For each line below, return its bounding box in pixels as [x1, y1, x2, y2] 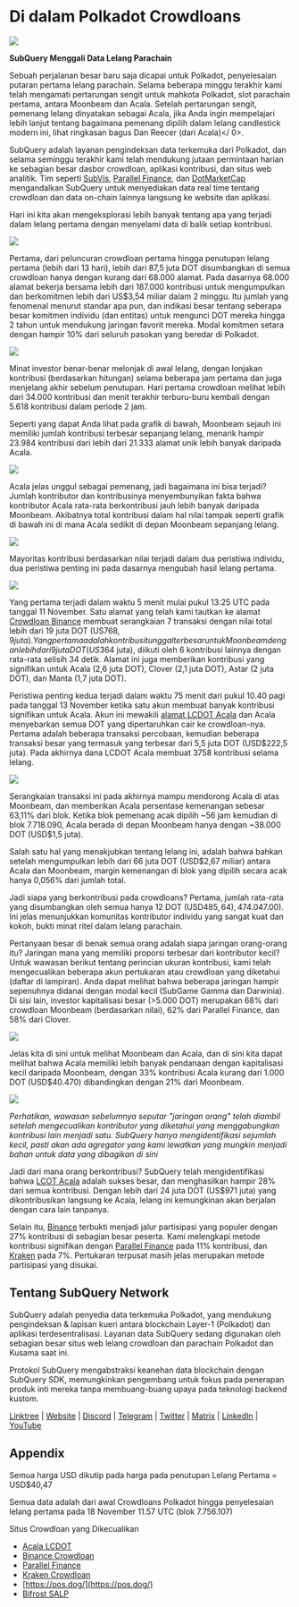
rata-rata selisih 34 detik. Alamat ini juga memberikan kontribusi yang [9, 653, 265, 664]
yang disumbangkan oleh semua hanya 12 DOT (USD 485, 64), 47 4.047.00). [9, 901, 284, 912]
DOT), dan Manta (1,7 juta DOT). [9, 673, 127, 684]
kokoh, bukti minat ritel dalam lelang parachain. [9, 920, 183, 931]
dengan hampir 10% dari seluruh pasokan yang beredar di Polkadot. [9, 328, 260, 339]
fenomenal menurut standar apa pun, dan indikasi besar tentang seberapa [9, 300, 282, 310]
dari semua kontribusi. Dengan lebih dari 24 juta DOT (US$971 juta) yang [9, 1185, 277, 1195]
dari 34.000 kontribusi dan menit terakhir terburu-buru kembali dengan [9, 391, 270, 402]
